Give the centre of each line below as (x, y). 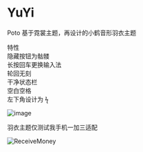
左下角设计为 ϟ (28, 99)
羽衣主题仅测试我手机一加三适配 (52, 127)
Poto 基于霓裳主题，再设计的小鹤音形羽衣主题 (72, 32)
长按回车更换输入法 (34, 64)
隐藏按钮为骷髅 (28, 56)
